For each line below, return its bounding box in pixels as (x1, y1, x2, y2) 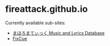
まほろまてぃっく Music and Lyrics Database (12, 30, 105, 36)
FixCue (12, 36, 27, 42)
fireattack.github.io (5, 3, 88, 15)
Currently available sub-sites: (5, 20, 66, 26)
